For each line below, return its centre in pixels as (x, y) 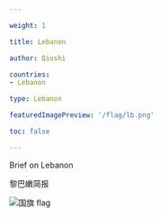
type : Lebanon (36, 99)
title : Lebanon (38, 41)
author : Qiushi (38, 58)
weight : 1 (28, 25)
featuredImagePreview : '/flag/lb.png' (82, 115)
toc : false (30, 131)
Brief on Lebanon (41, 165)
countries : (30, 74)
